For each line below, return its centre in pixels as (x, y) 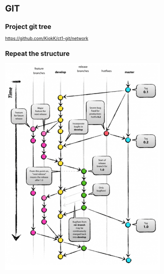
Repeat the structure (37, 54)
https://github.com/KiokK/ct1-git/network (47, 38)
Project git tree (28, 27)
